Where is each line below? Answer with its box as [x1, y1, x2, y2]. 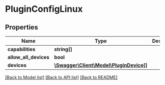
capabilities [7, 46, 36, 53]
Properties [5, 23, 38, 31]
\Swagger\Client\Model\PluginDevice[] [54, 62, 148, 68]
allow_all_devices [7, 54, 50, 60]
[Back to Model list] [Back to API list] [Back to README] [5, 75, 118, 80]
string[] [54, 46, 73, 53]
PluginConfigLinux [5, 3, 83, 15]
